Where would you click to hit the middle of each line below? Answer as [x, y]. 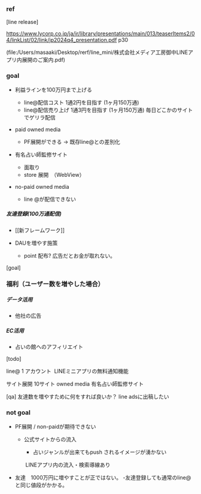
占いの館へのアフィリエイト [49, 347]
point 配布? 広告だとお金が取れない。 [69, 255]
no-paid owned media [42, 186]
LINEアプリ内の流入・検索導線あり [68, 465]
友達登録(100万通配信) [34, 214]
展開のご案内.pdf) [44, 60]
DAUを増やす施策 [36, 243]
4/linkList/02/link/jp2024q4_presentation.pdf [62, 40]
